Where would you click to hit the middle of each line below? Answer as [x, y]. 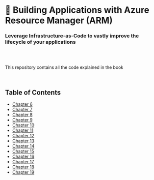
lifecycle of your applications [40, 42]
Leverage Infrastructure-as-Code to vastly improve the [72, 36]
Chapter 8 [22, 115]
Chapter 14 [23, 146]
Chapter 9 [22, 120]
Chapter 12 [23, 136]
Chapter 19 [23, 172]
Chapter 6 [22, 104]
